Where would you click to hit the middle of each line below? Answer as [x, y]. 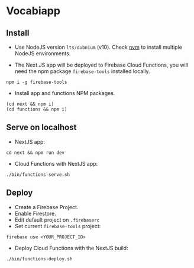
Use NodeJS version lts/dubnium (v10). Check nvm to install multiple [98, 47]
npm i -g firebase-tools [37, 82]
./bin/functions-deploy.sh [39, 259]
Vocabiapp [33, 11]
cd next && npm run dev [35, 153]
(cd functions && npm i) [37, 109]
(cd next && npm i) [30, 104]
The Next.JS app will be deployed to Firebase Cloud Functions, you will [101, 65]
